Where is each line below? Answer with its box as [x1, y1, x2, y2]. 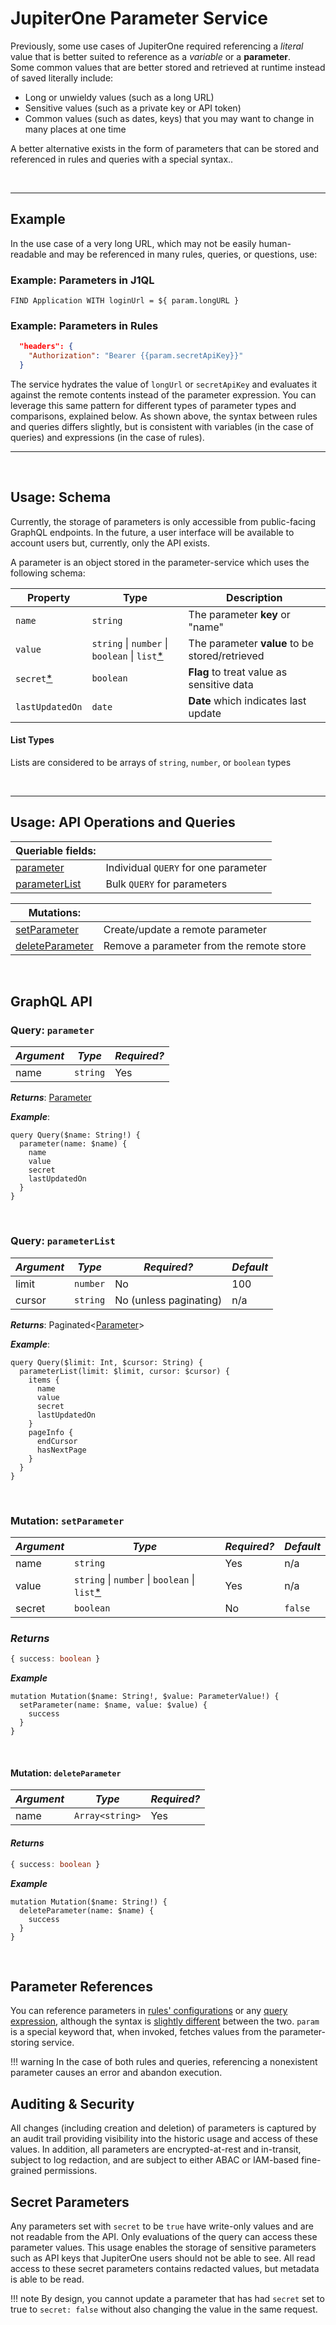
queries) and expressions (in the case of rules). [10, 431, 205, 443]
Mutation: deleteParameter [10, 1767, 122, 1779]
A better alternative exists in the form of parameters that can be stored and [10, 142, 320, 154]
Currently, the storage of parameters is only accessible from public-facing [10, 515, 317, 527]
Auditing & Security [10, 2095, 135, 2112]
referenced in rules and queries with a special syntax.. [10, 153, 234, 165]
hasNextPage [36, 1445, 87, 1455]
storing [10, 2037, 40, 2049]
